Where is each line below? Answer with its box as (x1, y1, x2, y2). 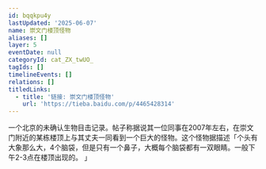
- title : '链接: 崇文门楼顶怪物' (15, 93, 115, 101)
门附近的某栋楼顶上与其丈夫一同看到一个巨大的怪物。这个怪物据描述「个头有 (8, 133, 258, 143)
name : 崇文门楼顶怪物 (8, 26, 71, 34)
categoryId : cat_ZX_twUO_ (8, 56, 93, 64)
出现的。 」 (54, 152, 92, 163)
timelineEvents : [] (8, 71, 73, 79)
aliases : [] (8, 33, 47, 42)
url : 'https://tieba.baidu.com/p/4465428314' (22, 100, 176, 108)
